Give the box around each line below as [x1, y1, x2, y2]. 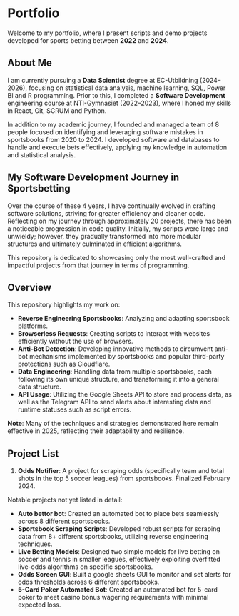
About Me [7, 57, 52, 69]
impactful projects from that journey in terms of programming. [7, 261, 190, 269]
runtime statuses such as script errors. [17, 405, 132, 414]
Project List [7, 447, 59, 459]
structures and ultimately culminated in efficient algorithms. [7, 239, 182, 248]
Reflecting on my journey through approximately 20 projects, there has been [7, 217, 232, 225]
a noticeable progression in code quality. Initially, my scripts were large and [7, 224, 229, 233]
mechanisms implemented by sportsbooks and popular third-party [29, 352, 225, 361]
